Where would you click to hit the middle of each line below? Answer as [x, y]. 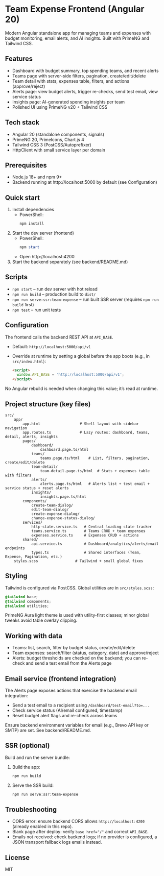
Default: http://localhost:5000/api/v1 [51, 346]
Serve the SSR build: [33, 785]
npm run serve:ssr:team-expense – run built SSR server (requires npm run [85, 299]
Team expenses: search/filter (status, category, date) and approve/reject [85, 653]
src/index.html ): [29, 361]
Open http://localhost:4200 [47, 256]
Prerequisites [26, 165]
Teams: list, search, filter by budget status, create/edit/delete [74, 648]
